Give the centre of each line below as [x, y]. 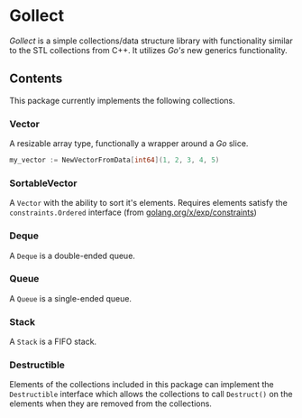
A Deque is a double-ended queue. [72, 255]
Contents [36, 79]
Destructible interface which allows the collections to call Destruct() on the [151, 395]
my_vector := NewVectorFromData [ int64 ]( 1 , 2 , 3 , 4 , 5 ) [114, 160]
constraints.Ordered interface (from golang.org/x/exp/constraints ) [133, 212]
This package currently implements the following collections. [123, 100]
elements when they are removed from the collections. [110, 404]
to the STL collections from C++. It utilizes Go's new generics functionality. [149, 50]
